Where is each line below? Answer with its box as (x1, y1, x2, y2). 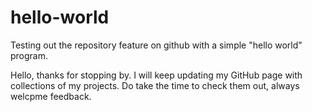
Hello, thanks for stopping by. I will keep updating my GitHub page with (10, 69, 303, 81)
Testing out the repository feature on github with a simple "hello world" (10, 39, 303, 51)
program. (10, 49, 49, 61)
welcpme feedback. (10, 90, 92, 102)
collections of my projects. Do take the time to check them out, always (10, 79, 300, 91)
